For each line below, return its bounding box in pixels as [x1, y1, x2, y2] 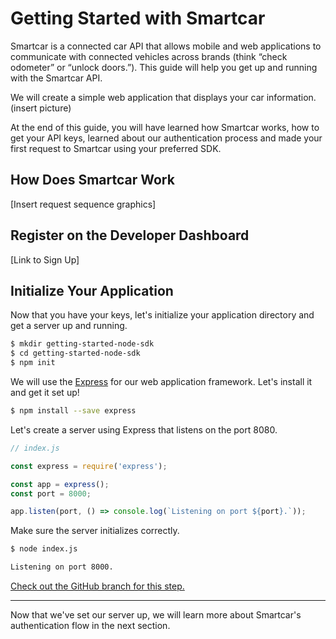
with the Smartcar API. [10, 72, 103, 84]
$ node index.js [10, 544, 78, 554]
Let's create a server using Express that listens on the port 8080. [10, 423, 278, 436]
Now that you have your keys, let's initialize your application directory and [10, 309, 315, 321]
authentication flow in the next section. [10, 620, 171, 631]
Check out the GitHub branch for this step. [10, 580, 185, 592]
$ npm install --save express [10, 406, 137, 416]
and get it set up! [10, 387, 80, 398]
